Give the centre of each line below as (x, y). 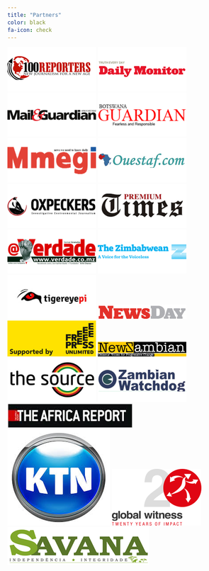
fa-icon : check (30, 30)
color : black (27, 22)
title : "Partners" (34, 15)
